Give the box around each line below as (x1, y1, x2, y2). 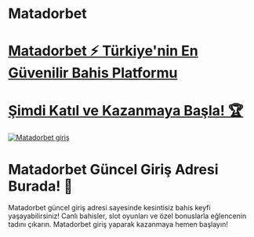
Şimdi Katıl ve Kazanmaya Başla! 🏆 (8, 101, 244, 119)
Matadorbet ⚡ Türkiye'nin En (8, 42, 198, 60)
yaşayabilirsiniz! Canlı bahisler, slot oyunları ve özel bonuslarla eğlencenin (8, 211, 247, 221)
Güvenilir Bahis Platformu (8, 64, 178, 82)
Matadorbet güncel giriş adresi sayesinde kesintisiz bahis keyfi (8, 203, 211, 213)
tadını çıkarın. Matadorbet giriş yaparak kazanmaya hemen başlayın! (8, 220, 229, 229)
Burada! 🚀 (8, 177, 73, 195)
